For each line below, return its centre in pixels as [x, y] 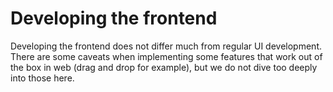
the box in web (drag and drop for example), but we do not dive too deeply [164, 67]
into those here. [42, 78]
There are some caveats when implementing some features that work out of [166, 56]
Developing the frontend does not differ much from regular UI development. [166, 46]
